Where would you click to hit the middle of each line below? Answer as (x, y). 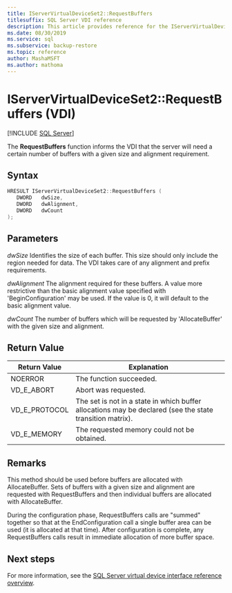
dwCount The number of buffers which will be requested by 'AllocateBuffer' (115, 319)
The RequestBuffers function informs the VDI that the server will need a (110, 147)
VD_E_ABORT (33, 390)
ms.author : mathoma (35, 65)
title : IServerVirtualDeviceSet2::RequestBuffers (80, 13)
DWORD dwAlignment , (47, 205)
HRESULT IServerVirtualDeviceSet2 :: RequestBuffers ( (85, 191)
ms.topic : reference (37, 53)
